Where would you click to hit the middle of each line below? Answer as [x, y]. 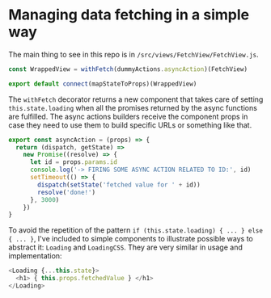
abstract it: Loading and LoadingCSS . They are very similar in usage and [125, 247]
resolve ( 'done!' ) [66, 192]
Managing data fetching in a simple [129, 15]
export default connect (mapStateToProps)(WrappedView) [103, 84]
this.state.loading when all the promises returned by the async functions [133, 107]
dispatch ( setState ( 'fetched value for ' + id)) [119, 185]
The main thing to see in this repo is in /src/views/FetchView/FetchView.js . [133, 54]
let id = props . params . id [73, 162]
